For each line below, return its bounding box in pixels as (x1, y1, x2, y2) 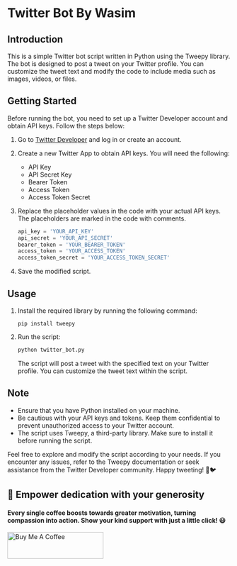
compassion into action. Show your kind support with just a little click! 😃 (7, 516, 226, 524)
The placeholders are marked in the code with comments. (17, 214, 186, 223)
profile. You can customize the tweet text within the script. (17, 367, 188, 375)
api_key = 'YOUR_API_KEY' (17, 228, 94, 235)
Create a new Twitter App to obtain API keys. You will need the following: (17, 149, 230, 157)
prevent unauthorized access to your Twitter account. (17, 421, 175, 430)
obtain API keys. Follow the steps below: (7, 121, 125, 130)
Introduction (7, 33, 64, 45)
